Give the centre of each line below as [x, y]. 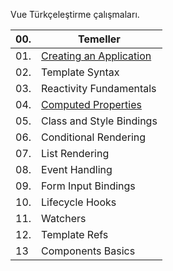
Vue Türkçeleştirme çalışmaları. [75, 14]
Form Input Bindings [88, 186]
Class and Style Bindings [99, 121]
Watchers [64, 218]
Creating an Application [96, 56]
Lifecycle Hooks [79, 202]
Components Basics [88, 251]
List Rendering [75, 153]
